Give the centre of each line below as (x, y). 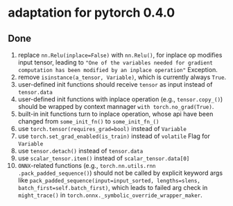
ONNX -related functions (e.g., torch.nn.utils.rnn (87, 165)
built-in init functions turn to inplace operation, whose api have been (115, 114)
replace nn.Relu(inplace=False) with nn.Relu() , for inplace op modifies (120, 55)
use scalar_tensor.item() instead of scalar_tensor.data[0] (104, 158)
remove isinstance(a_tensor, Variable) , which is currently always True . (122, 77)
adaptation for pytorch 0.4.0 (92, 13)
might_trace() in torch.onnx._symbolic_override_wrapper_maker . (110, 195)
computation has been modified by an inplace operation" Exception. (118, 70)
